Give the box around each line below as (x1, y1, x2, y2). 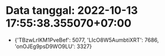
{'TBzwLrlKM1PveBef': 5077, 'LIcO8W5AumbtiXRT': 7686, (14, 36, 159, 43)
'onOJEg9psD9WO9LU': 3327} (14, 43, 92, 50)
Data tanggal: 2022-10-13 (5, 4, 138, 17)
